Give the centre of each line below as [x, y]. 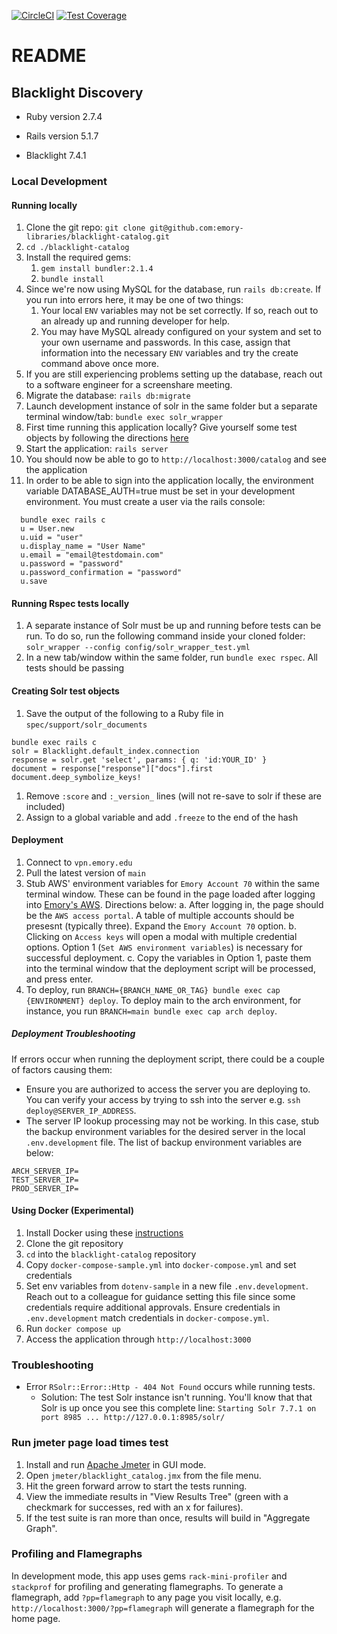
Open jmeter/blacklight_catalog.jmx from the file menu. [143, 1475]
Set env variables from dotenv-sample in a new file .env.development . [167, 1286]
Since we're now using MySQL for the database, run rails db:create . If [173, 289]
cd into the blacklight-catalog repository [111, 1254]
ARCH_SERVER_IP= [45, 1171]
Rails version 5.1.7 [62, 136]
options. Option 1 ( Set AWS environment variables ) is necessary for [164, 947]
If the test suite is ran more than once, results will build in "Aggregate [168, 1517]
